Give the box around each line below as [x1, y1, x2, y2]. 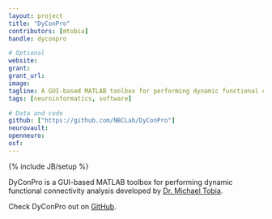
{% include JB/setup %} [8, 161, 89, 171]
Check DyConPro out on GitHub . [8, 201, 117, 211]
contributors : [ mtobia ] [8, 27, 89, 35]
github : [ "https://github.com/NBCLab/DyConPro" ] [8, 117, 176, 125]
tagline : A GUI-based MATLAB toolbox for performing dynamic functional [8, 87, 259, 95]
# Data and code [8, 109, 63, 118]
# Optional [8, 49, 45, 58]
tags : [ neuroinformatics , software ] [8, 94, 132, 102]
